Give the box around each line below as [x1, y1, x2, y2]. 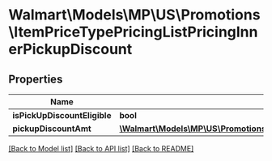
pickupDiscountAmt [12, 123, 91, 134]
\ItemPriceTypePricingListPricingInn [8, 23, 258, 41]
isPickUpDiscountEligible [12, 110, 112, 121]
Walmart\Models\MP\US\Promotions [8, 6, 261, 24]
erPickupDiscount [8, 40, 133, 58]
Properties [8, 72, 63, 86]
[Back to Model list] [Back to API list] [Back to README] [8, 144, 194, 153]
